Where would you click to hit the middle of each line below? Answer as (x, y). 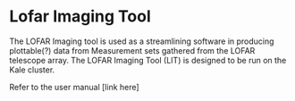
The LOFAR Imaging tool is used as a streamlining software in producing (142, 41)
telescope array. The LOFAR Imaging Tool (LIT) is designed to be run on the (148, 60)
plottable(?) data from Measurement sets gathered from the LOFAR (132, 50)
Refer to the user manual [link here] (75, 87)
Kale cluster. (32, 70)
